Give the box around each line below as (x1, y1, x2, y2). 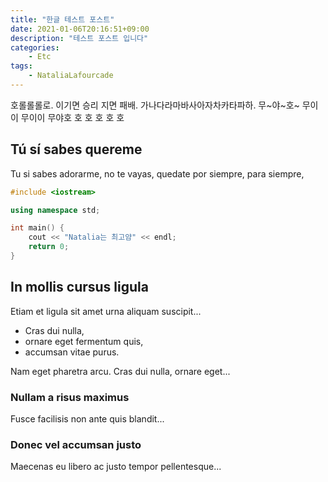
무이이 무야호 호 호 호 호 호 (20, 111, 125, 123)
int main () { (10, 223, 65, 233)
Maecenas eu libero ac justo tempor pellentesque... (10, 461, 222, 473)
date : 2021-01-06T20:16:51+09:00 (10, 24, 150, 34)
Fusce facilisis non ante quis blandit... (10, 413, 165, 425)
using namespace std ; (10, 205, 101, 215)
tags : (10, 61, 33, 71)
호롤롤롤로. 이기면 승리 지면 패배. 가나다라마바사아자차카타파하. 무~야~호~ (10, 99, 300, 111)
